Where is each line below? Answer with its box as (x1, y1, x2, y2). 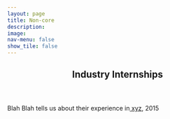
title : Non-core (7, 17, 55, 24)
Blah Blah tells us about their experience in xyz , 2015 (7, 104, 160, 113)
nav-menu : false (7, 36, 55, 43)
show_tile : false (7, 43, 58, 50)
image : (7, 29, 27, 37)
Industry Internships (72, 69, 163, 80)
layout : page (7, 10, 45, 17)
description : (7, 23, 45, 30)
